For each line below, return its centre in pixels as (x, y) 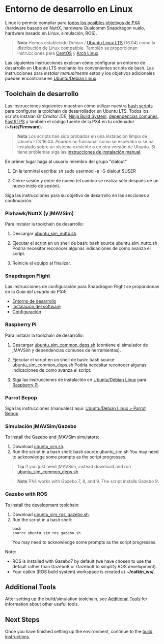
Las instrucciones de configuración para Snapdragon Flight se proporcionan (82, 287)
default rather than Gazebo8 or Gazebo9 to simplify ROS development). (84, 566)
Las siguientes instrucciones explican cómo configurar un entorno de (75, 63)
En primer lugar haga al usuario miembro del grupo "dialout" (66, 161)
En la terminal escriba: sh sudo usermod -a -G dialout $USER (74, 171)
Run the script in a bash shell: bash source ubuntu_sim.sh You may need (85, 452)
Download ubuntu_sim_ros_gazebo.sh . (51, 514)
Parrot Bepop (21, 397)
